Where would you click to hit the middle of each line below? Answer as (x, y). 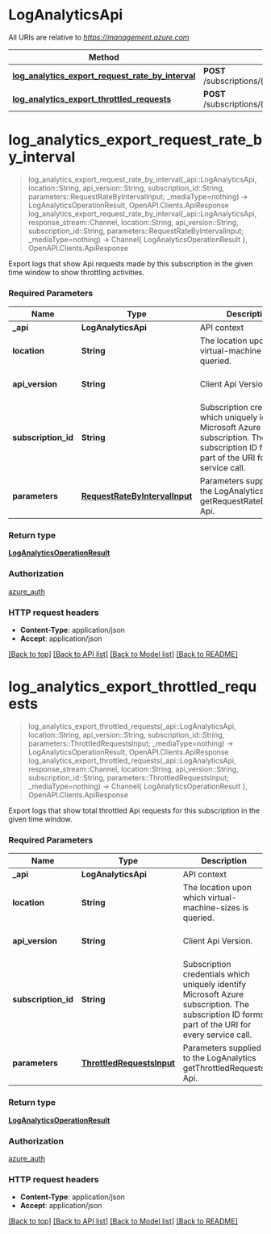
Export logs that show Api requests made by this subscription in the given (131, 263)
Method (104, 56)
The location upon (217, 888)
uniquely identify (215, 985)
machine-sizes (211, 908)
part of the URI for (217, 1025)
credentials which (216, 974)
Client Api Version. (218, 941)
